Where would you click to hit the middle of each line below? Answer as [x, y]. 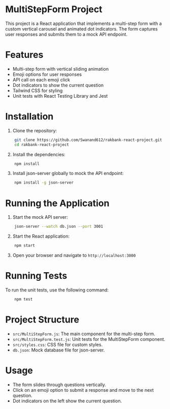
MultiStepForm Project [54, 9]
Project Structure [42, 319]
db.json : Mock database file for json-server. [59, 350]
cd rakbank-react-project [42, 144]
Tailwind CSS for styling [38, 91]
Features [24, 55]
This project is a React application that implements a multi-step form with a [84, 23]
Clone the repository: [35, 130]
